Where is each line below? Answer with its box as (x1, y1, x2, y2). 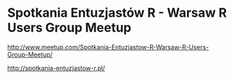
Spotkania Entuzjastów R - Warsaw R (7, 5, 227, 21)
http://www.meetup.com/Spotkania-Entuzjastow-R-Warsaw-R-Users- (7, 43, 209, 51)
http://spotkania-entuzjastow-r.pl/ (7, 64, 105, 72)
